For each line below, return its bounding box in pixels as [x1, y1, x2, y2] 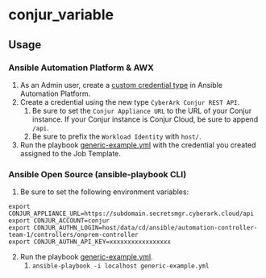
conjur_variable [8, 6, 114, 24]
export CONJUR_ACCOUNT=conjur [8, 217, 110, 225]
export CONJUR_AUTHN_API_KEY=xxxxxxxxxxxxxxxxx [8, 238, 172, 247]
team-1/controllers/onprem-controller [8, 231, 139, 239]
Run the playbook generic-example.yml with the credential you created [19, 139, 256, 150]
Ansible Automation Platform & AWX [8, 62, 155, 73]
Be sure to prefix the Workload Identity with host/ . [31, 131, 202, 141]
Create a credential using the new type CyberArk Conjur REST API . [19, 97, 240, 106]
